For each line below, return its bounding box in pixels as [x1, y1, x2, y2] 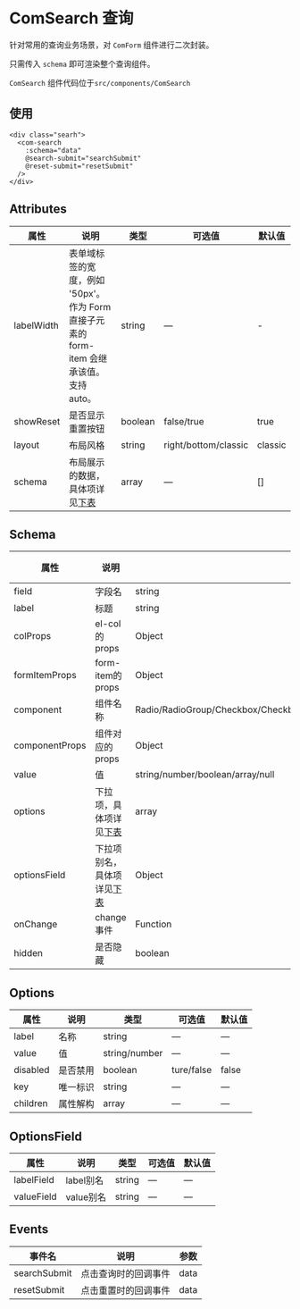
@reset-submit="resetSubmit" [25, 162, 134, 171]
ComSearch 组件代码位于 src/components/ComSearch [9, 77, 191, 88]
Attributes [9, 202, 67, 217]
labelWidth [13, 319, 60, 331]
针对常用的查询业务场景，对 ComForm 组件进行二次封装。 [9, 39, 214, 50]
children [13, 1097, 48, 1110]
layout [13, 439, 40, 451]
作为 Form [68, 300, 112, 313]
